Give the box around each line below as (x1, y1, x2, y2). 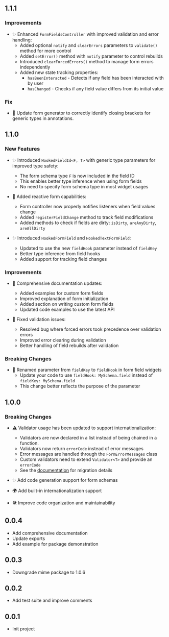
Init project (12, 626, 35, 632)
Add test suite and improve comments (12, 597, 92, 604)
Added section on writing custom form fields (19, 301, 114, 307)
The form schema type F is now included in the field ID (19, 173, 135, 179)
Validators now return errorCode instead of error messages (19, 445, 144, 451)
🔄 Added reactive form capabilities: (12, 193, 86, 200)
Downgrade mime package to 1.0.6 (12, 569, 85, 575)
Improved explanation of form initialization (19, 296, 108, 302)
